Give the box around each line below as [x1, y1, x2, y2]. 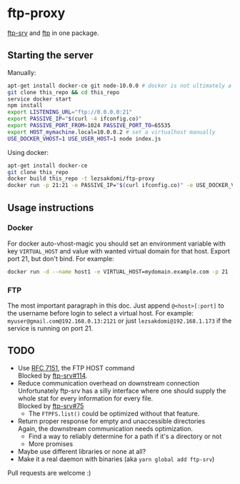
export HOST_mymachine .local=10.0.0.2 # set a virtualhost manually [7, 128, 216, 136]
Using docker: [7, 148, 49, 156]
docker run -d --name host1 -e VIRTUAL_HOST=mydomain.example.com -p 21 [7, 268, 229, 276]
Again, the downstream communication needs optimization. [17, 424, 194, 433]
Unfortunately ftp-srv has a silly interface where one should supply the [17, 386, 226, 395]
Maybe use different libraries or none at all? [17, 447, 146, 455]
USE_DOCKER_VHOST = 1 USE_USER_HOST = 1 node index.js [7, 135, 161, 142]
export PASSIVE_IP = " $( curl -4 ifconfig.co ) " [7, 116, 142, 123]
